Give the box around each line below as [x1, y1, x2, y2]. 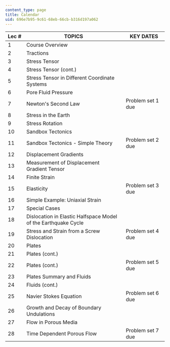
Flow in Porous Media [26, 319, 78, 326]
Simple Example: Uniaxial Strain [26, 197, 101, 204]
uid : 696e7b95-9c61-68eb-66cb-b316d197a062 [5, 17, 99, 22]
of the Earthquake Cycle [26, 219, 84, 226]
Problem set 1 [125, 97, 159, 104]
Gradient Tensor [26, 166, 65, 173]
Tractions [26, 50, 49, 57]
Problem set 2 [125, 136, 159, 143]
